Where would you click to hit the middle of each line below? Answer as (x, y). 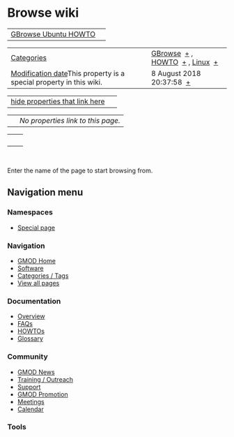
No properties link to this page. (70, 120)
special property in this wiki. (56, 82)
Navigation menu (45, 192)
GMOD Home (36, 260)
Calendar (30, 409)
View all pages (38, 283)
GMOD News (36, 372)
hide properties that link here (58, 101)
